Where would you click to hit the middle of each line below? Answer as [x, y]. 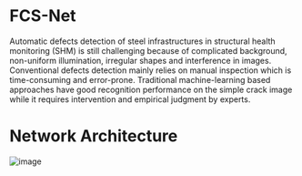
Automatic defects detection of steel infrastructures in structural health [142, 41]
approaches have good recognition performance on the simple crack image [151, 89]
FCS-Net [43, 16]
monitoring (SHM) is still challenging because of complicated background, [149, 50]
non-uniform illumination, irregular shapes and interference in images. [141, 60]
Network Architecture [94, 136]
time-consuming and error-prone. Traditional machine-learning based [140, 79]
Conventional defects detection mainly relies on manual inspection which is [151, 70]
